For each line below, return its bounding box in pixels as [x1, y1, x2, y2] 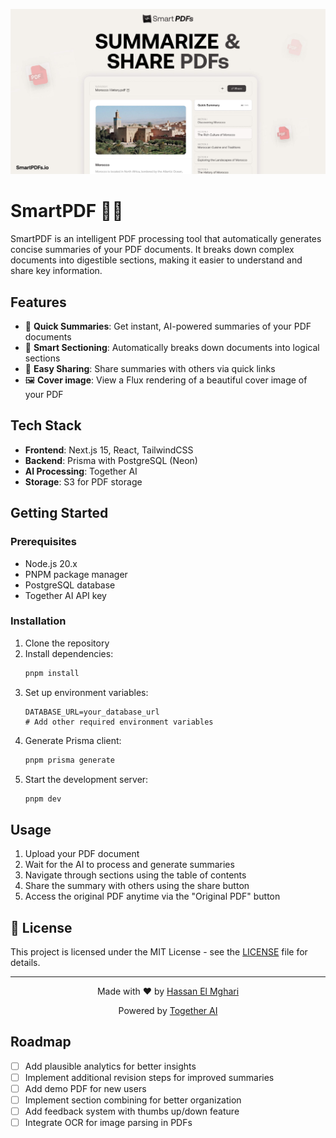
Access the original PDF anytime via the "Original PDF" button [24, 890, 281, 903]
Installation [10, 614, 67, 628]
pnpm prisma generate [24, 755, 115, 765]
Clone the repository [24, 637, 110, 649]
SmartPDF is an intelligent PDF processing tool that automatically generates [10, 233, 322, 245]
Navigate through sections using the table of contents [24, 869, 247, 881]
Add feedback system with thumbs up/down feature [24, 1105, 240, 1118]
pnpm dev [24, 794, 62, 804]
